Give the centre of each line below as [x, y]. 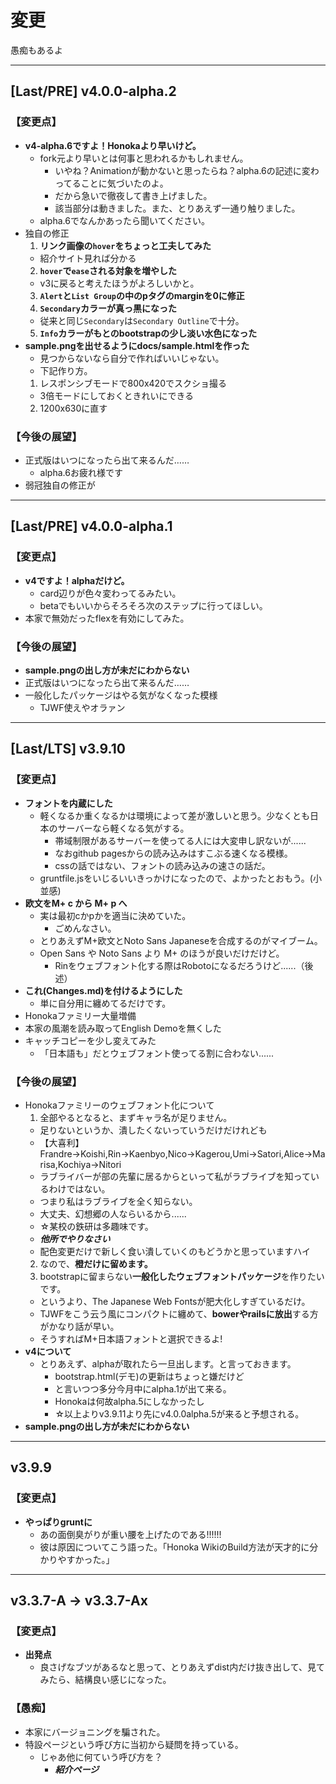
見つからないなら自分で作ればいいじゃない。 [132, 358]
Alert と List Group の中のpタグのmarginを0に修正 [142, 295]
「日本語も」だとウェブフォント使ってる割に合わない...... [157, 1053]
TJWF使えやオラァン [82, 707]
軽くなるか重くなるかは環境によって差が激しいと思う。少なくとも [175, 815]
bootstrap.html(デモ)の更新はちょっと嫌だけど [149, 1376]
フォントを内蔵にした [68, 803]
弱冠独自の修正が [60, 485]
